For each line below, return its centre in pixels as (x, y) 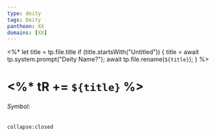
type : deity (24, 13)
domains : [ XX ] (27, 33)
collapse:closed (30, 127)
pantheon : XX (26, 26)
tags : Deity (24, 20)
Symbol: (19, 106)
